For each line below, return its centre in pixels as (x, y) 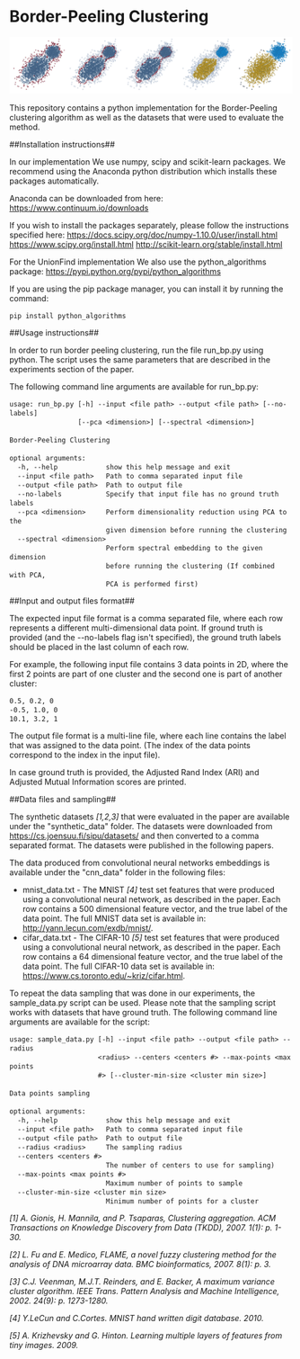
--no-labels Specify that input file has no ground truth (148, 495)
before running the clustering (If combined (190, 567)
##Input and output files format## (72, 601)
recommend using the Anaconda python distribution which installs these (143, 172)
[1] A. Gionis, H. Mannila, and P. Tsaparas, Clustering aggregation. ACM (143, 1218)
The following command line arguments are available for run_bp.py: (134, 387)
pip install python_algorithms (68, 317)
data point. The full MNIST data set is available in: (114, 918)
